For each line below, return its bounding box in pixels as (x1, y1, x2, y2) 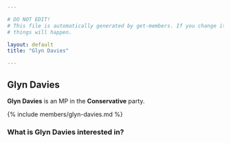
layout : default (7, 41, 54, 48)
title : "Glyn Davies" (7, 47, 69, 55)
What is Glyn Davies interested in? (7, 127, 124, 137)
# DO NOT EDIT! (7, 16, 51, 23)
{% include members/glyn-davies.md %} (7, 110, 123, 118)
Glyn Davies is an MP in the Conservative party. (7, 96, 145, 105)
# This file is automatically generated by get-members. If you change (7, 22, 217, 29)
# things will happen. (7, 29, 72, 36)
